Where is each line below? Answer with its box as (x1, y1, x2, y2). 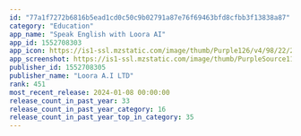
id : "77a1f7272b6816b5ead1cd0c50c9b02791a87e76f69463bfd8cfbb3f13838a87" (9, 13, 291, 22)
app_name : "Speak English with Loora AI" (9, 30, 167, 38)
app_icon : (9, 47, 47, 55)
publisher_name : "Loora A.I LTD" (9, 72, 134, 81)
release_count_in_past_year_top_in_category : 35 (9, 113, 194, 122)
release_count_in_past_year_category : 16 (9, 105, 167, 114)
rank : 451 (9, 80, 47, 89)
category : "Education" (9, 21, 94, 30)
